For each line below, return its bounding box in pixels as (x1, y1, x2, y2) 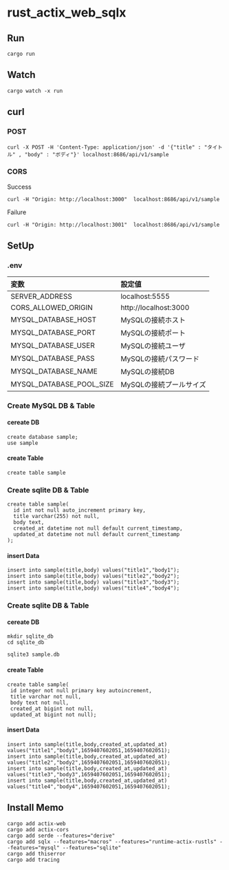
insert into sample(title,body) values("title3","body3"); (7, 579, 180, 586)
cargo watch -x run (7, 87, 63, 94)
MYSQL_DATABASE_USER (10, 341, 95, 351)
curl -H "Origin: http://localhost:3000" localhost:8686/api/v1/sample (7, 196, 220, 203)
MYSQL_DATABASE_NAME (10, 366, 98, 376)
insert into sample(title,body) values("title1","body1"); (7, 567, 180, 574)
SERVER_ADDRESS (10, 291, 72, 301)
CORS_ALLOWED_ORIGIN (10, 303, 93, 313)
